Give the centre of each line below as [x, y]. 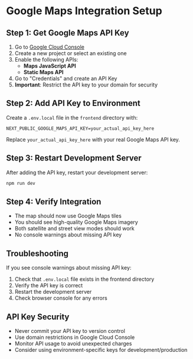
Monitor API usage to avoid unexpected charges [73, 343]
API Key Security [38, 317]
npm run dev [21, 183]
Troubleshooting [37, 253]
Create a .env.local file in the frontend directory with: [72, 117]
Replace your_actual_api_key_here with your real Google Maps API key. [93, 139]
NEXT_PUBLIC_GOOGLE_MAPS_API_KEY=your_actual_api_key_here [80, 129]
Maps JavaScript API [50, 66]
